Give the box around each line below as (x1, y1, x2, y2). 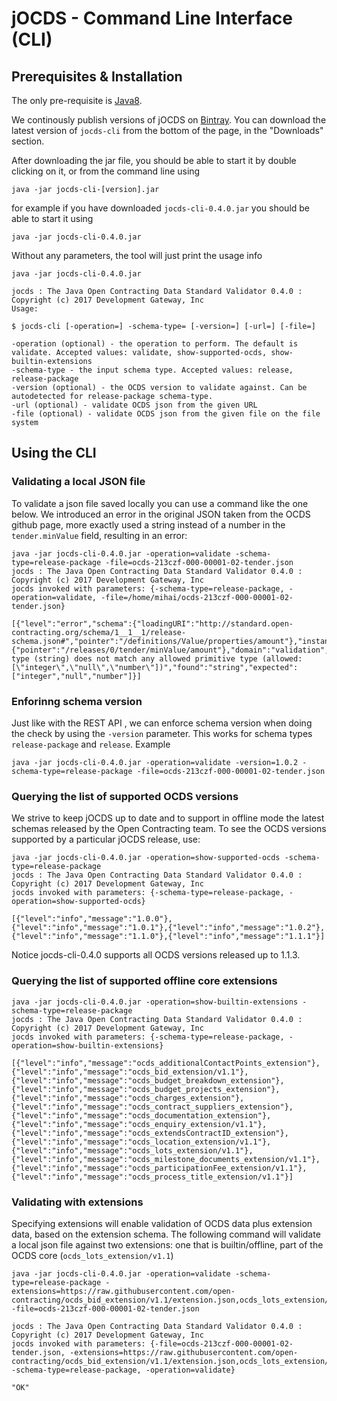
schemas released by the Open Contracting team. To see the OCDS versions (11, 823, 327, 835)
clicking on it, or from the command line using (11, 165, 201, 177)
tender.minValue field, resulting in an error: (11, 529, 188, 541)
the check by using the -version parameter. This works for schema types (11, 727, 313, 739)
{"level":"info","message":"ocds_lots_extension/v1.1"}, (11, 1145, 254, 1156)
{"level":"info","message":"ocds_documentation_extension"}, (11, 1110, 272, 1121)
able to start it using (11, 213, 94, 224)
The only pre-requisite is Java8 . (11, 95, 143, 106)
